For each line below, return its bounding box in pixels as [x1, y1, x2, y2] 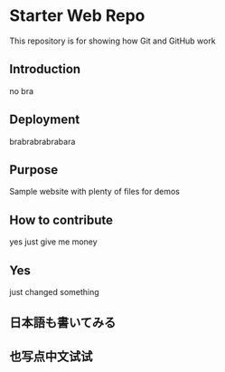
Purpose [9, 162, 59, 177]
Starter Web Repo [9, 5, 145, 26]
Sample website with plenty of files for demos [9, 186, 181, 197]
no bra [9, 85, 34, 96]
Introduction [9, 62, 81, 77]
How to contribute [9, 212, 114, 227]
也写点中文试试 [9, 348, 93, 364]
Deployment [9, 112, 80, 128]
